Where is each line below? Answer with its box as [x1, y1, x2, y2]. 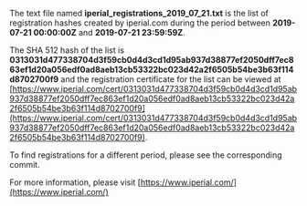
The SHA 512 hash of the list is [9, 45, 125, 56]
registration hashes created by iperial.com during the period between [9, 17, 271, 28]
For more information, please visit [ [9, 177, 142, 188]
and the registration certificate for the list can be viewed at [60, 74, 281, 85]
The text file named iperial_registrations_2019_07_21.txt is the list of [9, 8, 270, 18]
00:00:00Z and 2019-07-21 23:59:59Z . [33, 27, 185, 37]
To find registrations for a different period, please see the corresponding [9, 149, 282, 160]
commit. [9, 160, 40, 170]
